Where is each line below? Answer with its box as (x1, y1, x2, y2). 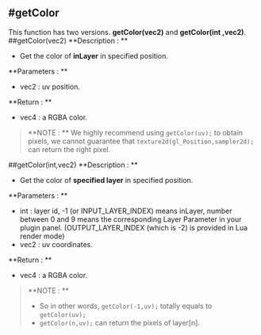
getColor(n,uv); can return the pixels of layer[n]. (39, 318, 201, 327)
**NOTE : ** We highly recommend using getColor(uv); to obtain (27, 128, 244, 137)
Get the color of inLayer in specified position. (19, 51, 169, 60)
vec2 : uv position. (19, 82, 81, 91)
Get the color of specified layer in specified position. (19, 175, 194, 185)
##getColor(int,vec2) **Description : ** (8, 160, 139, 169)
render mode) (19, 231, 65, 241)
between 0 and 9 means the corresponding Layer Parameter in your (19, 214, 242, 224)
